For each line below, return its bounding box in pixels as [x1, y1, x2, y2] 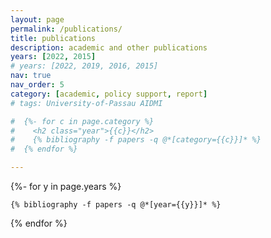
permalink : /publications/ [10, 24, 123, 34]
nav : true [10, 71, 52, 81]
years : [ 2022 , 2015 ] [10, 52, 97, 62]
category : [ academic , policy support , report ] [10, 89, 208, 99]
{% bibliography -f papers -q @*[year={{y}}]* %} [10, 200, 222, 210]
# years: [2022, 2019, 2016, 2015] [10, 61, 159, 71]
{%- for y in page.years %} [10, 181, 122, 192]
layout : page [10, 14, 65, 25]
